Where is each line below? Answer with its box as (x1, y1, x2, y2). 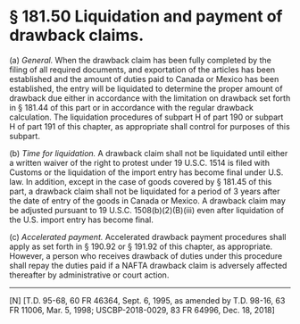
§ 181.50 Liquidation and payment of (9, 6, 283, 27)
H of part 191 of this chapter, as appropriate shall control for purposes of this (9, 120, 290, 131)
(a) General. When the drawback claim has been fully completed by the (9, 54, 272, 65)
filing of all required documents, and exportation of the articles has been (9, 64, 276, 75)
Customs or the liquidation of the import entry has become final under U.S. (9, 167, 284, 178)
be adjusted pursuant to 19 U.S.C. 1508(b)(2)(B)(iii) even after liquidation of (9, 204, 284, 215)
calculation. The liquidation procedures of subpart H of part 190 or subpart (9, 112, 284, 122)
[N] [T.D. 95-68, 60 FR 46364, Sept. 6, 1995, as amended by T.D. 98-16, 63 (9, 295, 286, 305)
